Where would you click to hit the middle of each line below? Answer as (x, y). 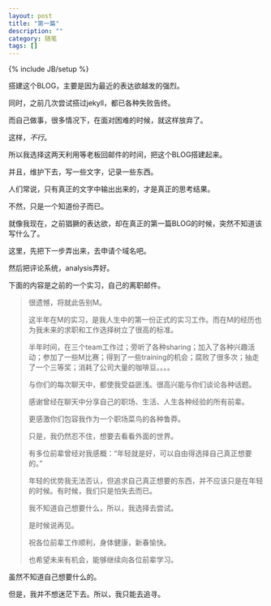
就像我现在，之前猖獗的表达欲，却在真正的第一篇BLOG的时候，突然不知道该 (135, 224)
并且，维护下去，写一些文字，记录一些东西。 (83, 172)
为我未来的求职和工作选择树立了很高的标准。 (103, 330)
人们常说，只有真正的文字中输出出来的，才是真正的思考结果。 (112, 189)
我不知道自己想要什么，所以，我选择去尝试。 (103, 508)
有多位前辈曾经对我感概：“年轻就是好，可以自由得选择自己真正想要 (140, 454)
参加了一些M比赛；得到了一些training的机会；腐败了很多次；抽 (148, 357)
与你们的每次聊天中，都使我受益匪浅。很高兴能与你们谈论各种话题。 (142, 385)
